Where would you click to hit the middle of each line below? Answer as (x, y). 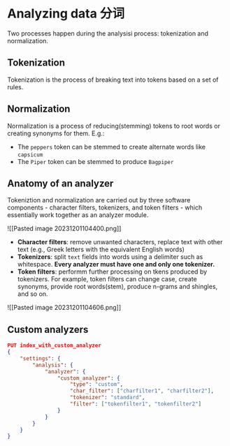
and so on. (33, 294)
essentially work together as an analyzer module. (78, 215)
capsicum (30, 155)
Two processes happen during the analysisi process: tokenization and (108, 33)
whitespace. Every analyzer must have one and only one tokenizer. (116, 265)
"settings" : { (40, 358)
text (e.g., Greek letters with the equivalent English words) (101, 250)
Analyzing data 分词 (66, 14)
